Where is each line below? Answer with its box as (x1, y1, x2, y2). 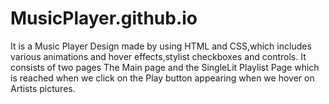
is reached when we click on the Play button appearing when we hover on (10, 72, 315, 84)
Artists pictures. (10, 82, 76, 94)
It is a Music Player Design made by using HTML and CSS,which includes (10, 40, 312, 52)
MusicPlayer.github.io (10, 7, 198, 30)
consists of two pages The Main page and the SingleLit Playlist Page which (10, 61, 320, 73)
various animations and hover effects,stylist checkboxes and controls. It (10, 50, 307, 62)
